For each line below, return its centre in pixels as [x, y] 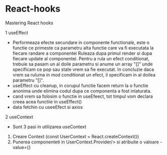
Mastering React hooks [29, 23]
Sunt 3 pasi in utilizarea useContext [49, 127]
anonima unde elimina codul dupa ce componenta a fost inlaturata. [82, 91]
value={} [22, 147]
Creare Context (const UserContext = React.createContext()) [76, 136]
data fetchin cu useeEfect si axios [48, 107]
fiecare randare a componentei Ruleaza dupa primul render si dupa [82, 53]
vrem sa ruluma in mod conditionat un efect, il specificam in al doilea [84, 74]
